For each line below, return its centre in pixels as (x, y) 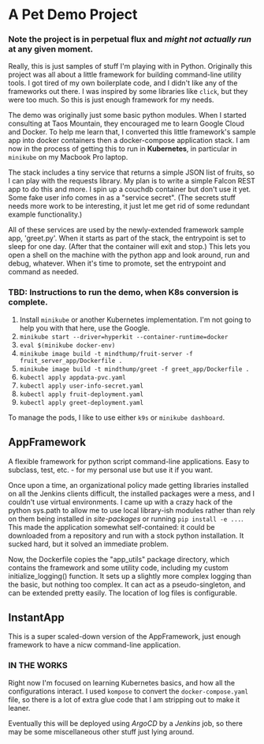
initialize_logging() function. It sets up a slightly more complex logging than (130, 576)
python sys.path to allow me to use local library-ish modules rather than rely (132, 510)
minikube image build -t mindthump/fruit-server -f (106, 353)
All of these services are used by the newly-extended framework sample (126, 230)
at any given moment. (50, 49)
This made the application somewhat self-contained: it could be (112, 527)
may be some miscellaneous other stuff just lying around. (101, 731)
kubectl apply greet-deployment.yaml (82, 402)
